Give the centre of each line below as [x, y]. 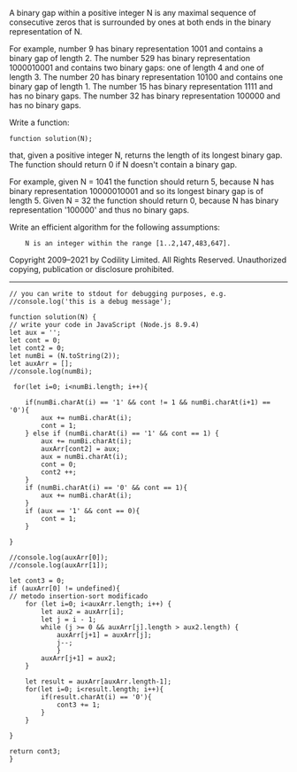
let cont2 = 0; [37, 348]
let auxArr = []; [41, 363]
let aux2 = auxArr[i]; [83, 612]
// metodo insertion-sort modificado [79, 597]
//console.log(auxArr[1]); [59, 565]
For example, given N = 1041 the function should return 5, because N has [142, 182]
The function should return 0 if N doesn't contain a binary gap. [123, 164]
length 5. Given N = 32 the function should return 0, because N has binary [144, 200]
